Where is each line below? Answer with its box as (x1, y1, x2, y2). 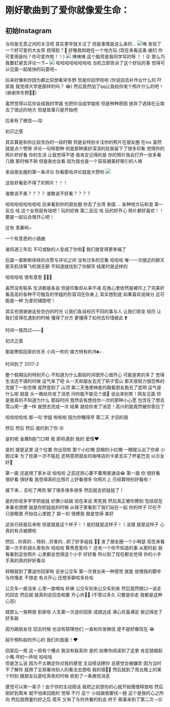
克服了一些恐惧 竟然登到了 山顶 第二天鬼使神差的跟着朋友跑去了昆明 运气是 (5, 384, 161, 391)
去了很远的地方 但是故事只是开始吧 (5, 107, 78, 113)
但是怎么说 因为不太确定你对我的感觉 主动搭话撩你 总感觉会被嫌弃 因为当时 (5, 660, 161, 666)
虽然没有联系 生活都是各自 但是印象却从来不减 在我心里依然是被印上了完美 (5, 285, 160, 291)
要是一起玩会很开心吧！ (5, 214, 54, 220)
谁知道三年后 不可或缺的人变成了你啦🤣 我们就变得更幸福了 (5, 246, 127, 252)
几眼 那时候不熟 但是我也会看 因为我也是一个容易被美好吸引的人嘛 (5, 158, 143, 164)
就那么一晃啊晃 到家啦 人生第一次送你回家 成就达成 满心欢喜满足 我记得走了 (5, 609, 163, 615)
